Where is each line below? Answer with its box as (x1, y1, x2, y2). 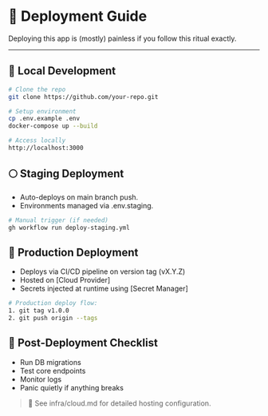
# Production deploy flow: (8, 299, 98, 307)
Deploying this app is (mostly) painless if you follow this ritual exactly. (8, 34, 237, 43)
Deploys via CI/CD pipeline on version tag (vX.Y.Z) (19, 267, 186, 276)
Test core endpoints (19, 366, 86, 375)
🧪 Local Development (8, 64, 116, 78)
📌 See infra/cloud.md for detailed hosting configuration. (27, 398, 211, 408)
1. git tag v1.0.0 (8, 307, 69, 315)
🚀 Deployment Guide (8, 7, 148, 26)
